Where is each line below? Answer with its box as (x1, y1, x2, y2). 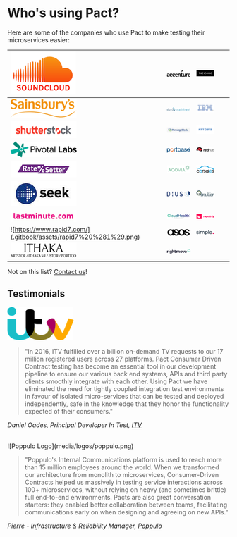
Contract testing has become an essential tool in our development (24, 362, 217, 371)
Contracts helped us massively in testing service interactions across (24, 478, 224, 486)
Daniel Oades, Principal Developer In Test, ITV (7, 421, 142, 429)
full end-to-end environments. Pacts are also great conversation (24, 493, 212, 501)
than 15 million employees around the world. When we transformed (24, 463, 219, 471)
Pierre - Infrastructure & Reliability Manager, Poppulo (7, 521, 162, 530)
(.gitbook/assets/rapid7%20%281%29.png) (10, 233, 140, 241)
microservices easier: (7, 35, 71, 44)
